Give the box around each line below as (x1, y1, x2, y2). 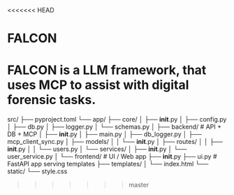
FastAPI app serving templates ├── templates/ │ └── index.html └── (7, 160, 209, 168)
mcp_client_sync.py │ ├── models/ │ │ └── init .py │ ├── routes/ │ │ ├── (7, 138, 224, 146)
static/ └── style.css (7, 167, 68, 175)
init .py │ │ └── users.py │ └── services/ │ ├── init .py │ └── (7, 145, 187, 153)
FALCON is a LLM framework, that (7, 62, 207, 78)
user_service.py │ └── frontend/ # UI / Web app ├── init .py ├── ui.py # (7, 152, 218, 161)
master (129, 181, 149, 189)
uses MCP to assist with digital (7, 77, 189, 93)
